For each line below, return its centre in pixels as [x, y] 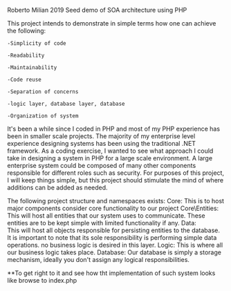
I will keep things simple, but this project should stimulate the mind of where [115, 180]
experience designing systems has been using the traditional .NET [101, 143]
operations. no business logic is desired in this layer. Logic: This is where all [115, 245]
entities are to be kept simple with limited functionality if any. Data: [102, 223]
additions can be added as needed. [58, 187]
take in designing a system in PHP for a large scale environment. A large [110, 158]
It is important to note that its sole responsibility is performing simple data [112, 237]
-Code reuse [24, 79]
